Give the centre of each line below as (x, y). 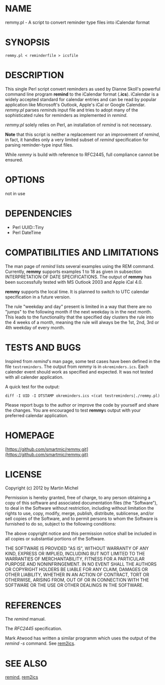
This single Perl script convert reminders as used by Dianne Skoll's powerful (83, 89)
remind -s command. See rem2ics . (40, 643)
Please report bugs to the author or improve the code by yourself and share (82, 405)
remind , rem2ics (22, 677)
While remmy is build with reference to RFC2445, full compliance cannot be (82, 155)
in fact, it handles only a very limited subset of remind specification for (77, 140)
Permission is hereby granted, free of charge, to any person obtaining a (78, 498)
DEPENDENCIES (39, 213)
